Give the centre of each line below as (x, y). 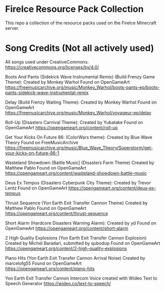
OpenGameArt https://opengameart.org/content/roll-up (61, 127)
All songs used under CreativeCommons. (47, 62)
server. (12, 28)
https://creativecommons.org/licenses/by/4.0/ (52, 67)
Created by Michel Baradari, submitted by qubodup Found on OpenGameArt (83, 243)
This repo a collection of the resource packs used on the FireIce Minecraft (81, 23)
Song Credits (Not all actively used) (80, 48)
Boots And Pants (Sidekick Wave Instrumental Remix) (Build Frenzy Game (80, 77)
